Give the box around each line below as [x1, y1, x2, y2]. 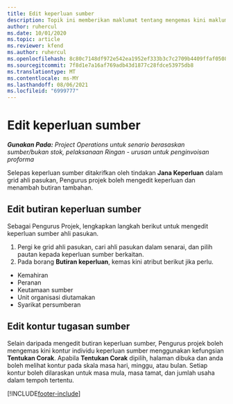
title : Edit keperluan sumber [7, 10, 95, 17]
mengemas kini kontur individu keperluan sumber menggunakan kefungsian [7, 346, 224, 355]
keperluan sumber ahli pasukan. [7, 229, 99, 237]
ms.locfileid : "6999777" [7, 87, 79, 94]
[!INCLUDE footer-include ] [7, 389, 81, 398]
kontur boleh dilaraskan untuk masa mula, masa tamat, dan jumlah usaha [7, 369, 215, 377]
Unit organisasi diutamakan [17, 293, 96, 301]
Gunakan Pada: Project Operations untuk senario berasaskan [7, 140, 185, 149]
